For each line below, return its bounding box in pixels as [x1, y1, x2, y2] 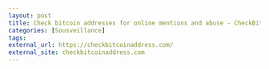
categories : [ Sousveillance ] [8, 26, 106, 34]
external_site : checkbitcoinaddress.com [8, 48, 146, 56]
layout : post [8, 11, 52, 20]
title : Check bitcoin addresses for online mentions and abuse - [8, 19, 231, 27]
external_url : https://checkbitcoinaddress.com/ [8, 41, 174, 49]
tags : [8, 33, 26, 42]
